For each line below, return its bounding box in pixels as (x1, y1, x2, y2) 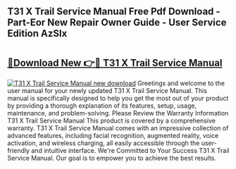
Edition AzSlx (7, 27, 68, 39)
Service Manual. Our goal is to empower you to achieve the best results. (7, 154, 216, 162)
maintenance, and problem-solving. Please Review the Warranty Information (7, 109, 229, 117)
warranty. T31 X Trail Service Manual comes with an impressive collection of (7, 124, 229, 132)
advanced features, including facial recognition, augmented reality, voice (7, 132, 219, 139)
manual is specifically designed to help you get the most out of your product (7, 94, 229, 102)
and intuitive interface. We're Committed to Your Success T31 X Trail (31, 146, 230, 154)
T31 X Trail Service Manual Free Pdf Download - (7, 6, 221, 18)
